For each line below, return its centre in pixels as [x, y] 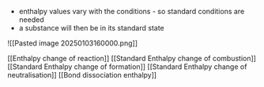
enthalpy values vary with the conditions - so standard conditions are [132, 11]
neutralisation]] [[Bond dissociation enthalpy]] [82, 75]
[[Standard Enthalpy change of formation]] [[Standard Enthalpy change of [127, 67]
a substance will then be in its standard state [91, 28]
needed [31, 20]
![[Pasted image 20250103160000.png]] [72, 43]
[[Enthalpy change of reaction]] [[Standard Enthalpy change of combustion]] [132, 58]
